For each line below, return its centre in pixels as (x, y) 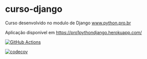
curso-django (34, 9)
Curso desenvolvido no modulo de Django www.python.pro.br (68, 23)
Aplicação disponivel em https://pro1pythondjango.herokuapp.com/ (73, 32)
